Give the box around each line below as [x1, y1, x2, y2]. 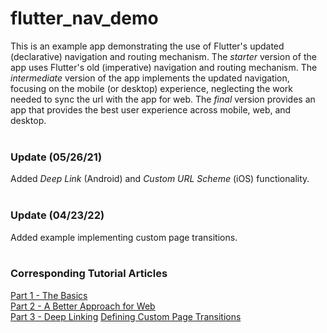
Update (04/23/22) [10, 208, 105, 222]
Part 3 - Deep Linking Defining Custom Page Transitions [10, 310, 242, 322]
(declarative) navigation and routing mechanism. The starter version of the [10, 50, 317, 62]
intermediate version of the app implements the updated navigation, [10, 72, 290, 84]
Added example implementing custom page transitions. [10, 231, 238, 243]
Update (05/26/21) [10, 150, 103, 164]
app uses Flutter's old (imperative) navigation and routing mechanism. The [10, 61, 318, 73]
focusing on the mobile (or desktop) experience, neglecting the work [10, 82, 293, 94]
